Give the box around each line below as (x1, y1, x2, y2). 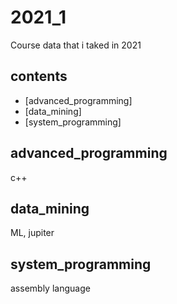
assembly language (10, 282, 91, 295)
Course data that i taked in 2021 (10, 39, 142, 51)
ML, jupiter (10, 227, 55, 239)
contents (10, 68, 68, 85)
